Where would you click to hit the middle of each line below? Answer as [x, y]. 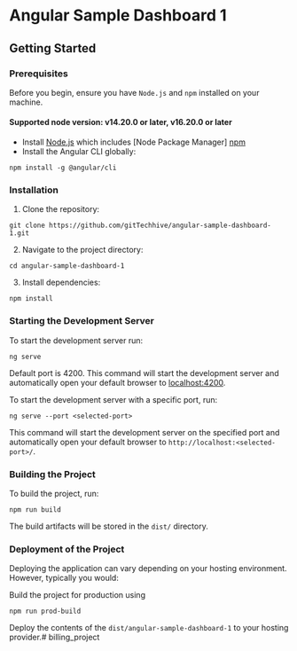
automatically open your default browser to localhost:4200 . [117, 382]
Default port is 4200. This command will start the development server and [144, 373]
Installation [34, 190]
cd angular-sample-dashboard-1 [67, 266]
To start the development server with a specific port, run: [113, 399]
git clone [27, 226]
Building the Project [52, 474]
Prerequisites [39, 74]
